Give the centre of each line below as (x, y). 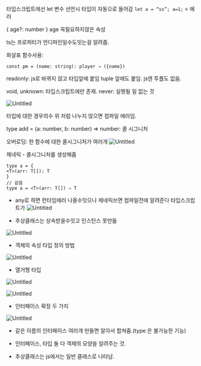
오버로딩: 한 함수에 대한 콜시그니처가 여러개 (57, 142)
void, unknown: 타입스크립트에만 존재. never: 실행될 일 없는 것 (81, 91)
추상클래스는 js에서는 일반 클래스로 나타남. (65, 356)
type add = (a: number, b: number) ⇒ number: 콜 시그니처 (77, 129)
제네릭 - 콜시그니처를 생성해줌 (41, 154)
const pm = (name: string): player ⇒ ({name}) (66, 67)
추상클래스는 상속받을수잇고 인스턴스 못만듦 (66, 221)
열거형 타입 (28, 270)
